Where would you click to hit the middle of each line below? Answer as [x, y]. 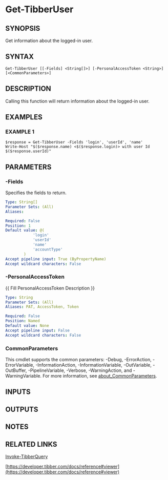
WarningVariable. [24, 375]
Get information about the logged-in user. [49, 40]
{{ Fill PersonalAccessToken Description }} [50, 288]
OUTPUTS [22, 409]
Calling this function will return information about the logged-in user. [77, 101]
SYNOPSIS [23, 28]
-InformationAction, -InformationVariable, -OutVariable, [94, 365]
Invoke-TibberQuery [27, 456]
